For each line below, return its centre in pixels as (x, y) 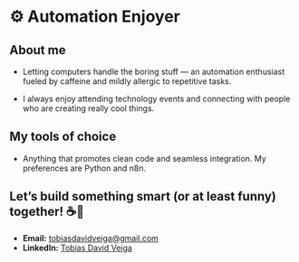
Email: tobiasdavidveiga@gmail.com (90, 238)
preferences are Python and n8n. (84, 168)
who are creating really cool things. (88, 108)
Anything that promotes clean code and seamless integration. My (145, 158)
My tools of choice (63, 137)
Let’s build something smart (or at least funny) (143, 196)
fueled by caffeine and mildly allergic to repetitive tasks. (127, 81)
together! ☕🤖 (47, 212)
